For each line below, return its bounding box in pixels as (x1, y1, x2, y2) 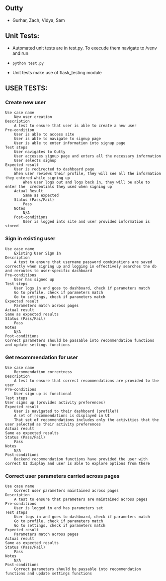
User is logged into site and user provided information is (23, 219, 150, 224)
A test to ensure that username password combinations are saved (14, 259, 153, 265)
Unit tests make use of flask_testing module (12, 69, 102, 75)
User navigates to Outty (14, 149, 66, 154)
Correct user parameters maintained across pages (14, 488, 119, 493)
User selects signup (14, 158, 57, 163)
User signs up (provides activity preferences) (5, 400, 106, 405)
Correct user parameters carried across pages (5, 472, 120, 479)
